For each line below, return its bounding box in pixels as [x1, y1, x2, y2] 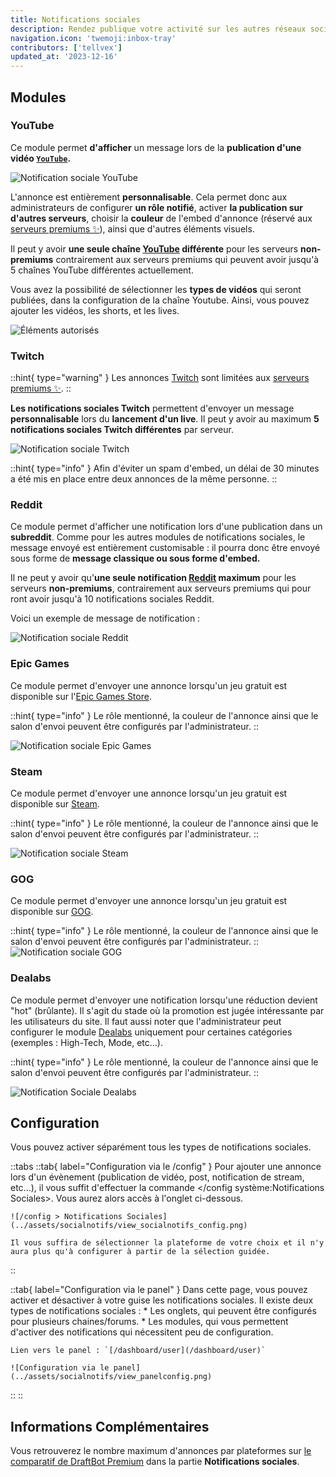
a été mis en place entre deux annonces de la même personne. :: [10, 473, 278, 485]
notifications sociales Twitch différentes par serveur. [10, 424, 234, 436]
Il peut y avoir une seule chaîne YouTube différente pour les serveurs [10, 242, 299, 255]
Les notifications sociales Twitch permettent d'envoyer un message [10, 402, 295, 415]
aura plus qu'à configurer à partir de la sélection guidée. [10, 1247, 271, 1257]
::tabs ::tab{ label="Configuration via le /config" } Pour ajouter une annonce [10, 1161, 322, 1173]
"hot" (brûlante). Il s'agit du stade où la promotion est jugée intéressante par [10, 1004, 325, 1016]
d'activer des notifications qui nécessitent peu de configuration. [10, 1326, 274, 1338]
